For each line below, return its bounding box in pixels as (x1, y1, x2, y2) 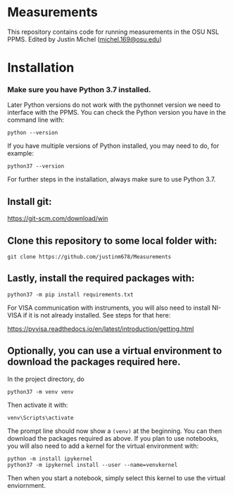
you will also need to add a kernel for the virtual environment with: (7, 441, 199, 450)
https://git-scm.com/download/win (7, 214, 108, 223)
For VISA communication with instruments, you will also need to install (7, 303, 211, 312)
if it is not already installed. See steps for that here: (23, 311, 171, 319)
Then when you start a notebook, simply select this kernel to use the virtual (7, 473, 226, 482)
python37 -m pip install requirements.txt (7, 291, 134, 298)
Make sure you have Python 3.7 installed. (7, 85, 151, 95)
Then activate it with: (7, 401, 68, 409)
